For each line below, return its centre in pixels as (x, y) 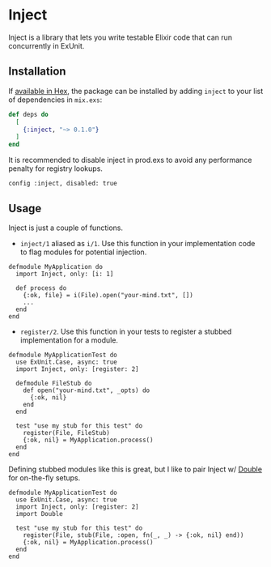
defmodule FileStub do (54, 383)
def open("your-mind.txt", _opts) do (87, 390)
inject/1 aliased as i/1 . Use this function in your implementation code (138, 243)
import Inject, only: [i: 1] (65, 274)
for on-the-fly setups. (44, 477)
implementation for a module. (69, 340)
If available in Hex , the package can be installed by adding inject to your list (136, 91)
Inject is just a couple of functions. (66, 228)
